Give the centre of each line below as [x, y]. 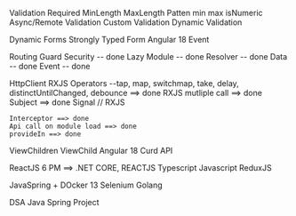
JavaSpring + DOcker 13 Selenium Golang [86, 185]
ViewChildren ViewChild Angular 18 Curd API [91, 151]
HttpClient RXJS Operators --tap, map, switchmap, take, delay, [124, 83]
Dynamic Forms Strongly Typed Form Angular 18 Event [109, 40]
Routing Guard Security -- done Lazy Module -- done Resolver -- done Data [148, 56]
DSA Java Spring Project [54, 202]
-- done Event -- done [50, 66]
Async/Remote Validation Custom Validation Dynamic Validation [126, 22]
